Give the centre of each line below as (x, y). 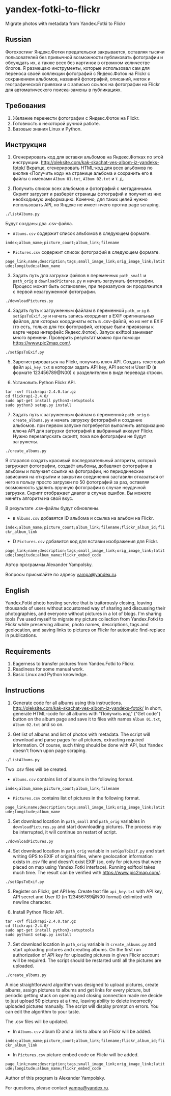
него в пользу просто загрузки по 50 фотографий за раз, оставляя (77, 482)
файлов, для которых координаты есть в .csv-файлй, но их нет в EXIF (88, 322)
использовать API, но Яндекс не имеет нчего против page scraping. (86, 205)
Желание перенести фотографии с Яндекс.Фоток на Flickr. (76, 118)
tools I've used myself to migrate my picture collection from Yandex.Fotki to (84, 619)
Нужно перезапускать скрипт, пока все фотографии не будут (79, 436)
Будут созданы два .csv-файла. (39, 224)
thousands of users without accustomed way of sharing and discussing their (85, 608)
